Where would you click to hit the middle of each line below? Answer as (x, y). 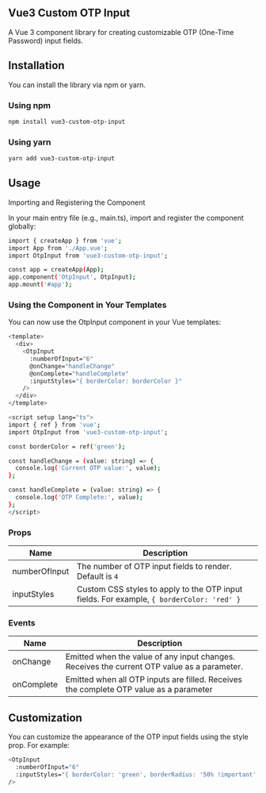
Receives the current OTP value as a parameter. (154, 667)
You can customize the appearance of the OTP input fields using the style (128, 737)
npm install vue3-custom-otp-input (67, 121)
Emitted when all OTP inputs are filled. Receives (154, 679)
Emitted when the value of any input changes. (150, 656)
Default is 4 (97, 576)
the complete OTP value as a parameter (139, 690)
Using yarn (30, 142)
